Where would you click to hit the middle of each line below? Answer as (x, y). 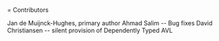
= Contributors (28, 10)
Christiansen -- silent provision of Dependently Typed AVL (90, 30)
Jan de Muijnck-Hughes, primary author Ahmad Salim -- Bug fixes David (110, 23)
